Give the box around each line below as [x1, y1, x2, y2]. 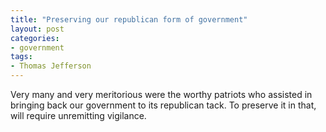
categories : [10, 33, 60, 43]
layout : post [10, 24, 65, 34]
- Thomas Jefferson [10, 61, 92, 71]
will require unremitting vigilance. [10, 110, 147, 121]
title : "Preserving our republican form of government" [10, 14, 248, 25]
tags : [10, 52, 33, 62]
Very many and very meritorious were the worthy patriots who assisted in [10, 89, 313, 100]
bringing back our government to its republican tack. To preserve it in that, [10, 99, 317, 111]
